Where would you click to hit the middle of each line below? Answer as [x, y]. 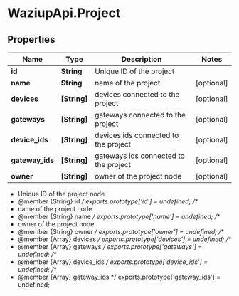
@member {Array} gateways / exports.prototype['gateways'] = [110, 247]
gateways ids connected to [140, 156]
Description [142, 59]
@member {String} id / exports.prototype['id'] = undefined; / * [108, 201]
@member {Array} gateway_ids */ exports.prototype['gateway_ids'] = [119, 277]
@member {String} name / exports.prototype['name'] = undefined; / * [119, 216]
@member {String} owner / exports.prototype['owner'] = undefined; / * [121, 232]
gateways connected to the [140, 115]
